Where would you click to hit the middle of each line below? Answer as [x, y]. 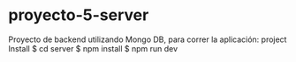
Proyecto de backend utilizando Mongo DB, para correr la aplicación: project [148, 39]
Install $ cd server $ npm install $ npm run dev [93, 48]
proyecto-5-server [79, 15]
